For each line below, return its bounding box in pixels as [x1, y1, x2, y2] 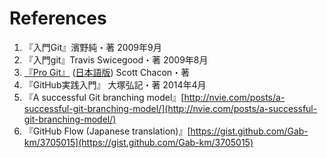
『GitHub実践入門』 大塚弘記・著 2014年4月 [23, 78, 207, 91]
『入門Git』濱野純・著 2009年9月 [23, 41, 162, 53]
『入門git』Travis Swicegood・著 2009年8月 [23, 53, 209, 66]
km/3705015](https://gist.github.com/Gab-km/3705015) [23, 136, 254, 148]
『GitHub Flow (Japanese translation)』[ [23, 125, 191, 137]
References [9, 7, 107, 30]
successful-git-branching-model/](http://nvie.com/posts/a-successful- [23, 102, 318, 114]
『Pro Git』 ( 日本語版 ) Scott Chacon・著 [23, 66, 191, 78]
